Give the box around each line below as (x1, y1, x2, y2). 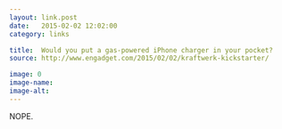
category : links (9, 29, 70, 38)
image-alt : (9, 86, 50, 95)
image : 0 (9, 70, 42, 79)
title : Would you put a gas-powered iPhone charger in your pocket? (9, 45, 274, 54)
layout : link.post (9, 12, 78, 22)
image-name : (9, 78, 54, 87)
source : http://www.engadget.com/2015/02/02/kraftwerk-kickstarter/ (9, 54, 270, 63)
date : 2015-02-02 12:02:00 (9, 21, 118, 30)
